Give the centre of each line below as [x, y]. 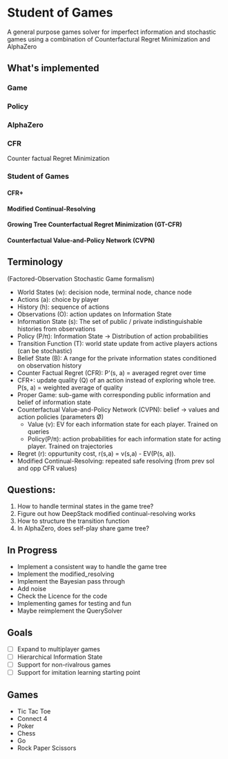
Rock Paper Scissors [47, 748]
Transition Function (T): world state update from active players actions [117, 343]
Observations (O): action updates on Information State [94, 314]
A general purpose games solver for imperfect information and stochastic [112, 32]
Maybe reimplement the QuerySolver [70, 611]
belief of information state [54, 402]
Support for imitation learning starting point [78, 673]
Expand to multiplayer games [58, 649]
